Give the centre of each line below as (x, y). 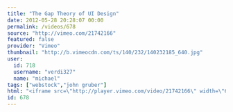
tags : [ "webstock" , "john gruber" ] (57, 85)
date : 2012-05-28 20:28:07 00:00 (55, 20)
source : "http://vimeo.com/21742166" (62, 33)
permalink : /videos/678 (42, 26)
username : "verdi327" (45, 72)
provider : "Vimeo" (34, 46)
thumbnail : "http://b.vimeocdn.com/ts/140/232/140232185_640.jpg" (105, 53)
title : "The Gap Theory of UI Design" (63, 14)
